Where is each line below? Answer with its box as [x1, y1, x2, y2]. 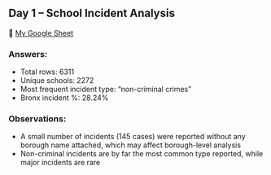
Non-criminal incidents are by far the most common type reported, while [20, 149, 264, 159]
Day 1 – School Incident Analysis [8, 7, 175, 20]
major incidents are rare [20, 158, 101, 168]
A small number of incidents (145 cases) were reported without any [20, 132, 246, 142]
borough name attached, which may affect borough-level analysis [20, 140, 242, 150]
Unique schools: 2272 [20, 76, 94, 85]
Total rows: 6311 [20, 67, 75, 77]
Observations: [8, 113, 67, 125]
